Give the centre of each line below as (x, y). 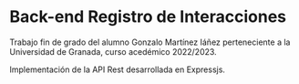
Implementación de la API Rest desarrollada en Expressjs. (118, 69)
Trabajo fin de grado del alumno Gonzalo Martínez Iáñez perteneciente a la (150, 42)
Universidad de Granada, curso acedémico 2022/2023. (113, 51)
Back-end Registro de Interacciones (148, 17)
